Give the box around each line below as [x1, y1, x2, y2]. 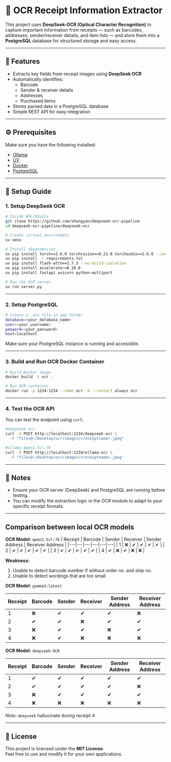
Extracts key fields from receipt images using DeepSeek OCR [12, 71, 142, 77]
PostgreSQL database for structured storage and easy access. [5, 38, 137, 44]
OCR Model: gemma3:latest [5, 583, 62, 589]
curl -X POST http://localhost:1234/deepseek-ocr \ [5, 431, 117, 437]
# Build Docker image [5, 370, 51, 375]
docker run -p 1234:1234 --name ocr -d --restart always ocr [5, 388, 138, 393]
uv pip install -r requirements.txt [5, 256, 83, 261]
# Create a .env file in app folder [5, 313, 83, 318]
